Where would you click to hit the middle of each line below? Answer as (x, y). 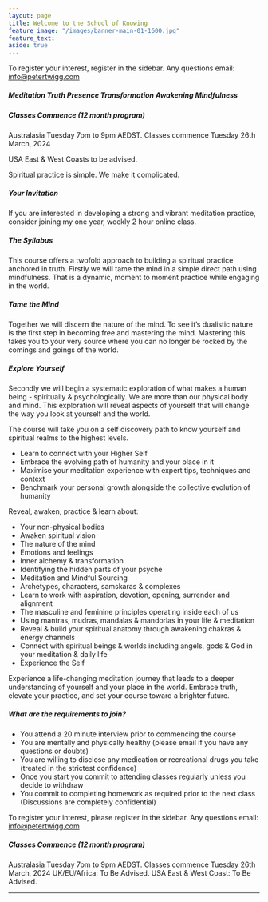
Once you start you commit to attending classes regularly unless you (132, 776)
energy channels (47, 638)
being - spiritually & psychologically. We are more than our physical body (128, 397)
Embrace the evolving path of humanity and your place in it (117, 462)
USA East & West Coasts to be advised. (73, 159)
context (32, 479)
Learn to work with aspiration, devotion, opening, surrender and (124, 595)
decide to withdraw (51, 785)
